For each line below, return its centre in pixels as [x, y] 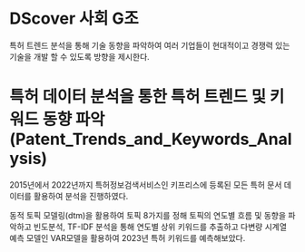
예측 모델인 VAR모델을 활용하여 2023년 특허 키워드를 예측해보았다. [128, 237]
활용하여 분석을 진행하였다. [81, 196]
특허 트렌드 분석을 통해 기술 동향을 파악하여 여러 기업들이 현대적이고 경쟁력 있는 [150, 45]
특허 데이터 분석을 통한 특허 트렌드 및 [138, 97]
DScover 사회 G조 [74, 19]
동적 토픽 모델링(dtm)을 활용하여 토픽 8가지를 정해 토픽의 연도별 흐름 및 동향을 [148, 215]
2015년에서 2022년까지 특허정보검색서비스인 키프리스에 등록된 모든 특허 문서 [146, 184]
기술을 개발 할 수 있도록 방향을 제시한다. [79, 56]
